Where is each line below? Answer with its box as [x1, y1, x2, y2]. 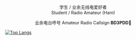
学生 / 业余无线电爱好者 [59, 4, 107, 10]
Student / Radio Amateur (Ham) [51, 10, 115, 16]
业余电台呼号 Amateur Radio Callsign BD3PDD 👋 [34, 20, 132, 25]
